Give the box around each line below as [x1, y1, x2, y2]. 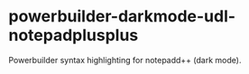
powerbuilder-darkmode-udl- [8, 6, 236, 27]
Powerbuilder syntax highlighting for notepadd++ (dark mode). [8, 54, 242, 65]
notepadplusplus [8, 25, 139, 45]
